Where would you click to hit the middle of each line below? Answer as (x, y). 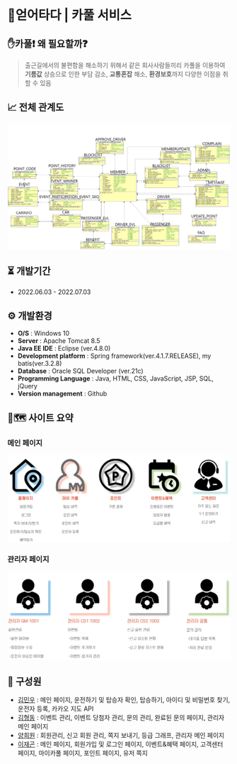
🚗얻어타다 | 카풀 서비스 (70, 15)
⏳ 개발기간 (29, 271)
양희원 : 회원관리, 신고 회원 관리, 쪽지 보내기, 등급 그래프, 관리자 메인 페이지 (121, 736)
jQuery (27, 386)
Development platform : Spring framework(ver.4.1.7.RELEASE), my (114, 356)
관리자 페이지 (28, 559)
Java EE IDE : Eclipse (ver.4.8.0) (64, 349)
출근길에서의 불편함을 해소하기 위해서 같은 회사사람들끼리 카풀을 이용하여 (125, 65)
